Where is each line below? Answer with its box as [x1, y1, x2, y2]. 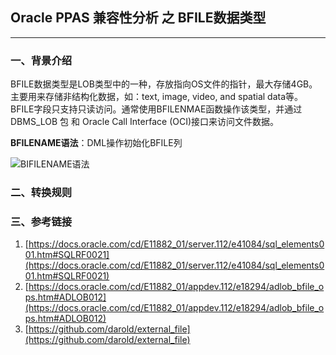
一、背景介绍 [10, 53, 73, 67]
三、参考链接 [10, 214, 73, 228]
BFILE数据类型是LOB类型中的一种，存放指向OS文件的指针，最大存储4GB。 [10, 78, 318, 90]
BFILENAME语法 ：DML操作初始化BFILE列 [10, 137, 183, 149]
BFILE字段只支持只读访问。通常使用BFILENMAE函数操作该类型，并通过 [10, 103, 303, 115]
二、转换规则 [10, 186, 73, 200]
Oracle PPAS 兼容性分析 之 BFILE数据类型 [10, 9, 267, 27]
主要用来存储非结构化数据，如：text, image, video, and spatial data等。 [10, 91, 304, 103]
